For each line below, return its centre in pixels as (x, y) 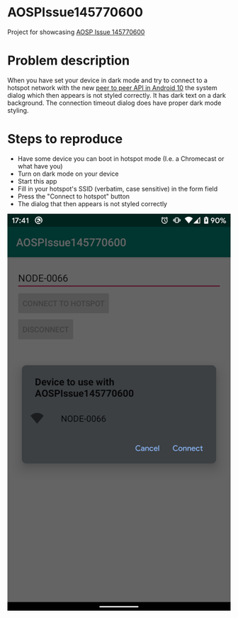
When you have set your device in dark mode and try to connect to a (107, 80)
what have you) (40, 166)
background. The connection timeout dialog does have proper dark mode (114, 103)
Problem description (68, 61)
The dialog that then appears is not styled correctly (92, 203)
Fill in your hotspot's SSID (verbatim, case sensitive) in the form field (118, 189)
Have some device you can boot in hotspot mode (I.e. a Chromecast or (121, 158)
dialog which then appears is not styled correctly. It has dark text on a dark (117, 95)
